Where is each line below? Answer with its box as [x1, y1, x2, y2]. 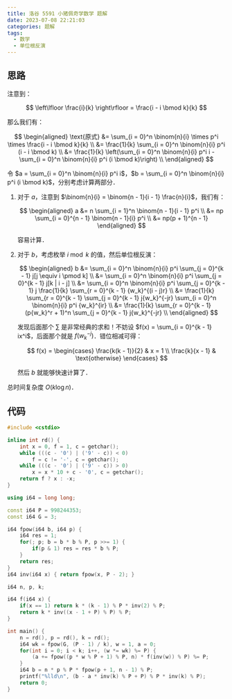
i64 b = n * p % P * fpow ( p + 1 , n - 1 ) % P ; [19, 666, 154, 673]
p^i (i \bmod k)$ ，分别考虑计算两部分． [7, 178, 119, 186]
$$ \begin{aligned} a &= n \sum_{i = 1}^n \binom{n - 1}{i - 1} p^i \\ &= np [19, 206, 224, 215]
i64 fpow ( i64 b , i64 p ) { [7, 526, 82, 533]
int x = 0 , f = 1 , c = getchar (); [19, 443, 119, 450]
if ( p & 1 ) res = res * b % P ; [32, 545, 119, 552]
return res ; [19, 558, 54, 565]
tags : [7, 29, 23, 37]
